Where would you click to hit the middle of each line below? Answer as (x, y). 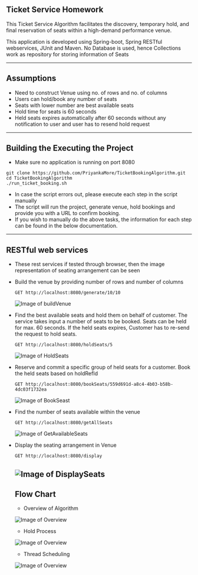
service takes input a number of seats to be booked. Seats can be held (100, 321)
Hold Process (40, 531)
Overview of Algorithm (51, 508)
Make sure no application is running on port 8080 (75, 163)
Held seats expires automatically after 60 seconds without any (90, 118)
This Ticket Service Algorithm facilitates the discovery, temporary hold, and (98, 24)
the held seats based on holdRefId (56, 373)
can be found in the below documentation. (66, 226)
